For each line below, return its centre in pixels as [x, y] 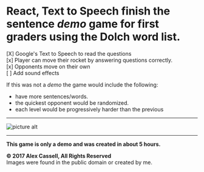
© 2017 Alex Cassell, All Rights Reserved [59, 156]
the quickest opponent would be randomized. [72, 103]
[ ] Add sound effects [33, 73]
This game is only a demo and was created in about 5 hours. [83, 144]
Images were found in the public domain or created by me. [80, 162]
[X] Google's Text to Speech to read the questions [69, 53]
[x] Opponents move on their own [48, 66]
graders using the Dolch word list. [93, 37]
